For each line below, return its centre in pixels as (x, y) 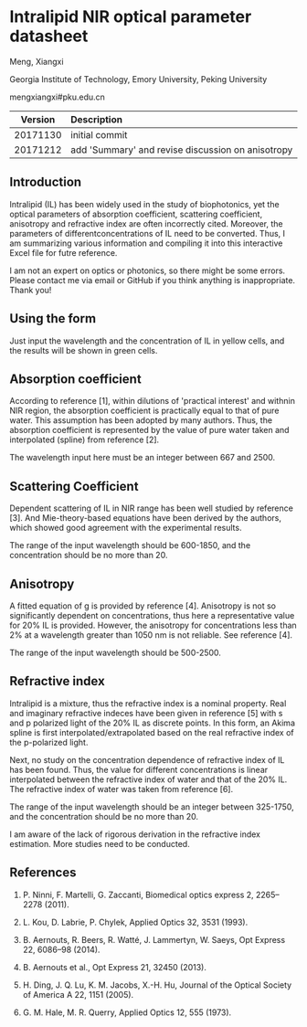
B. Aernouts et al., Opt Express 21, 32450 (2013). (115, 967)
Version (38, 119)
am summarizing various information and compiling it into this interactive (146, 243)
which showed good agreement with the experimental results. (126, 528)
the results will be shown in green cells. (84, 350)
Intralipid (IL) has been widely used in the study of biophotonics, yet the (145, 204)
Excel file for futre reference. (64, 252)
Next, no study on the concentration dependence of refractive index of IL (147, 759)
